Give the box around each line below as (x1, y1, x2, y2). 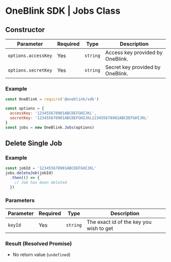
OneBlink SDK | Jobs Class (5, 5, 121, 17)
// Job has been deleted (14, 180, 67, 185)
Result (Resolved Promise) (5, 240, 72, 247)
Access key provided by (105, 49, 163, 56)
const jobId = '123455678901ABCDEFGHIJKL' (5, 166, 97, 171)
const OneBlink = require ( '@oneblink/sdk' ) (5, 97, 99, 102)
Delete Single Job (5, 139, 63, 148)
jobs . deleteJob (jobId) (5, 170, 53, 176)
